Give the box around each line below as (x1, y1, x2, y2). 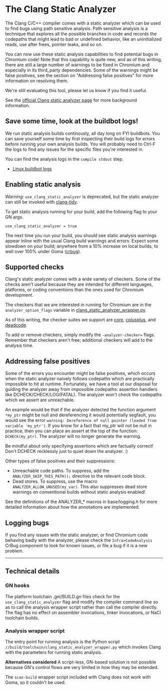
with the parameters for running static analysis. (5, 649, 102, 655)
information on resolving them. (5, 78, 68, 84)
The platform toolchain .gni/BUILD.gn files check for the (5, 593, 120, 599)
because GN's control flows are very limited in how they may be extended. (5, 664, 159, 670)
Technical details (5, 567, 60, 576)
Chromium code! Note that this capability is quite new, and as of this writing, (5, 56, 162, 62)
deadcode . (5, 322, 27, 328)
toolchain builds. (5, 615, 39, 621)
